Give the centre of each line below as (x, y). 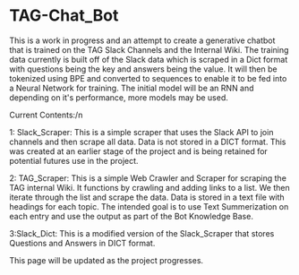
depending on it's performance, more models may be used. (119, 97)
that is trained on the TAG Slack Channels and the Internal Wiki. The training (149, 49)
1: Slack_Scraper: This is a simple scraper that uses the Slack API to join (141, 132)
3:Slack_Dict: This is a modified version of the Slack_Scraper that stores (142, 233)
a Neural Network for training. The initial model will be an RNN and (132, 88)
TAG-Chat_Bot (64, 16)
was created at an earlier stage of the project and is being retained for (139, 151)
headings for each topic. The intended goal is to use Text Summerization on (149, 206)
